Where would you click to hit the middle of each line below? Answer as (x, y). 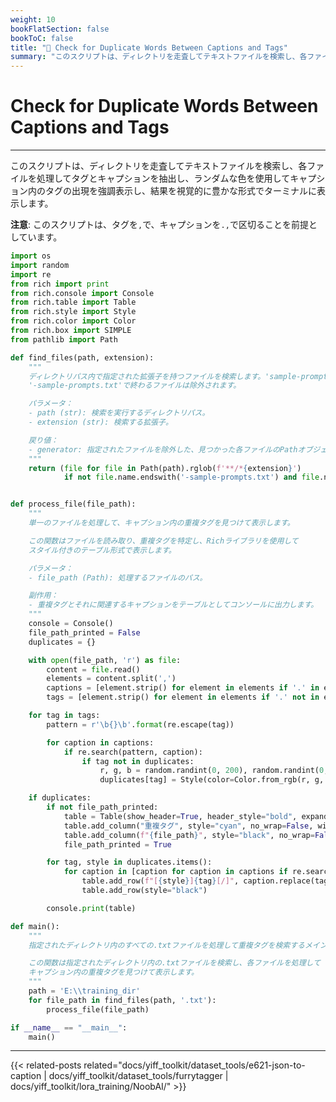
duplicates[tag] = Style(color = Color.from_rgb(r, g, (212, 780)
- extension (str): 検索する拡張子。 (100, 422)
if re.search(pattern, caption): (133, 752)
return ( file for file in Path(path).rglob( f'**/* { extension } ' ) (165, 468)
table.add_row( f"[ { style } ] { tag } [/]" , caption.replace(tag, (207, 881)
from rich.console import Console (82, 293)
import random (40, 265)
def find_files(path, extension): (82, 357)
